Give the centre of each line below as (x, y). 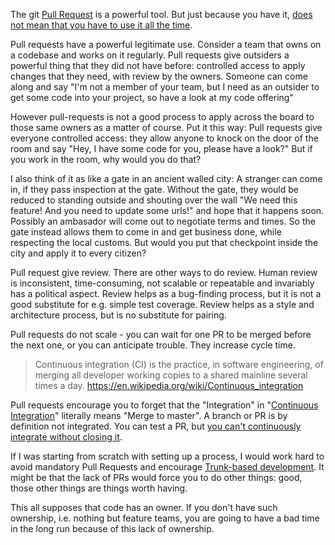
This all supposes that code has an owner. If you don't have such (144, 507)
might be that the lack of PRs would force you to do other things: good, (156, 477)
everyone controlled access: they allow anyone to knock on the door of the (164, 138)
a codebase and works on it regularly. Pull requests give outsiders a (150, 55)
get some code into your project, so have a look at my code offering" (152, 97)
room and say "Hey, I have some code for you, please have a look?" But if (161, 148)
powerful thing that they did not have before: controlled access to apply (158, 65)
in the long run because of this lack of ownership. (112, 528)
